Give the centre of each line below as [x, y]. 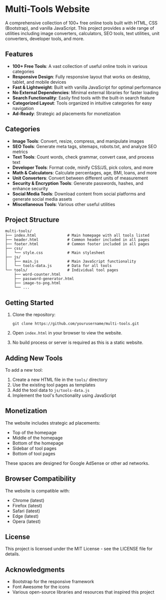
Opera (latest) [27, 521]
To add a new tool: [24, 370]
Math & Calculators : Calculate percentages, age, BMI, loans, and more [84, 172]
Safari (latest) [26, 511]
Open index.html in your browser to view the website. [67, 333]
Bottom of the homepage [38, 443]
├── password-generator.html [44, 279]
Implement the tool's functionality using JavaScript [64, 395]
